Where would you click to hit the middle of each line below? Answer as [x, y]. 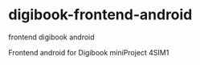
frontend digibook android [51, 37]
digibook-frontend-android [100, 15]
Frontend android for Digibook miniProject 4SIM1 [89, 52]
